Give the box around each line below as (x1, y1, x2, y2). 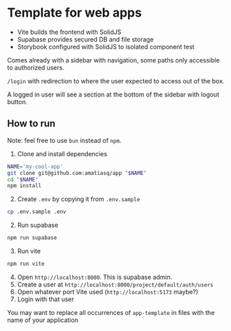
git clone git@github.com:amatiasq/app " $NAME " (7, 169, 147, 176)
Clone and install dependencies (17, 149, 107, 158)
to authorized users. (7, 63, 64, 71)
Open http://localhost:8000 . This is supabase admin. (17, 273, 173, 281)
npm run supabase (7, 235, 57, 241)
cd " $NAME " (7, 176, 39, 183)
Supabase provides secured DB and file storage (17, 35, 154, 43)
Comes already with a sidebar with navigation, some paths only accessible (7, 56, 220, 64)
